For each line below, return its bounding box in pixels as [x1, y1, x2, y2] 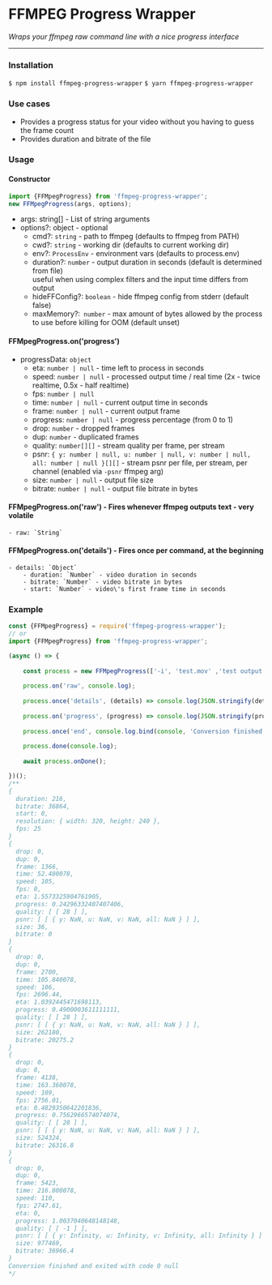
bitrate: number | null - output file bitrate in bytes [32, 483, 198, 493]
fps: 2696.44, [15, 991, 63, 999]
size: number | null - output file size [32, 475, 154, 485]
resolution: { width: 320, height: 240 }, [15, 817, 161, 825]
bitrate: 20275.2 [15, 1035, 74, 1044]
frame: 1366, [15, 863, 60, 871]
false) [32, 301, 52, 311]
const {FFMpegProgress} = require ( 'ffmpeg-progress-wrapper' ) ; [8, 622, 227, 631]
